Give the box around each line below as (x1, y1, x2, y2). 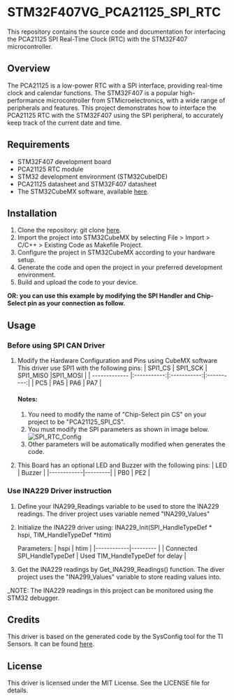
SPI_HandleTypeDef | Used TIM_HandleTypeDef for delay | (17, 551, 187, 560)
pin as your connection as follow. (27, 299, 126, 308)
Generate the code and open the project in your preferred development (17, 263, 223, 272)
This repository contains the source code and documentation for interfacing (7, 27, 226, 36)
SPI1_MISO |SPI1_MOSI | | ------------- (17, 371, 129, 380)
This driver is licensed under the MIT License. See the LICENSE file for (7, 679, 210, 687)
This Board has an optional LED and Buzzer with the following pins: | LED (17, 461, 228, 469)
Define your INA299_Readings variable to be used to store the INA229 (17, 502, 219, 510)
